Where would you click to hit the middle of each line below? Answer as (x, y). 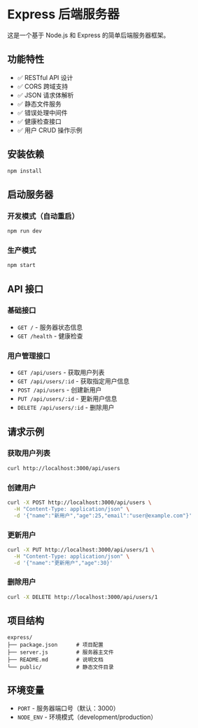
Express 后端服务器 (64, 14)
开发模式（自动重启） (43, 216)
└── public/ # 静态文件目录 (61, 667)
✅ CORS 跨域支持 (43, 86)
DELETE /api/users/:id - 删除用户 (66, 408)
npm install (24, 171)
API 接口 (26, 289)
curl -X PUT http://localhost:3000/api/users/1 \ (81, 550)
